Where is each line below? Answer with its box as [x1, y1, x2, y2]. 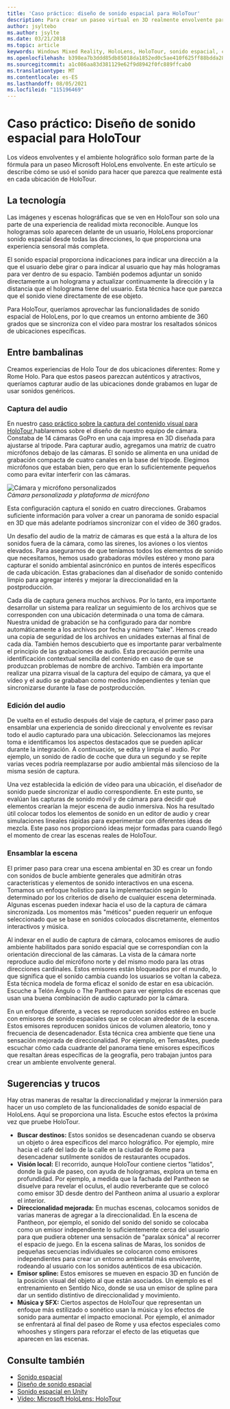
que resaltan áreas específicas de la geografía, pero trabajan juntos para [7, 1051, 212, 1059]
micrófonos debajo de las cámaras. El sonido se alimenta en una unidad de [7, 448, 218, 456]
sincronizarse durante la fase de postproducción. [7, 683, 146, 692]
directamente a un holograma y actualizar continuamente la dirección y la [7, 277, 214, 285]
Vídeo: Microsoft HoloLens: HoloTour [16, 1395, 122, 1403]
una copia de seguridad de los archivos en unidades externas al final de [7, 632, 210, 640]
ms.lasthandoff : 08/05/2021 [7, 80, 88, 87]
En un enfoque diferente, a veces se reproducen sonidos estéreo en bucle [7, 1007, 216, 1015]
